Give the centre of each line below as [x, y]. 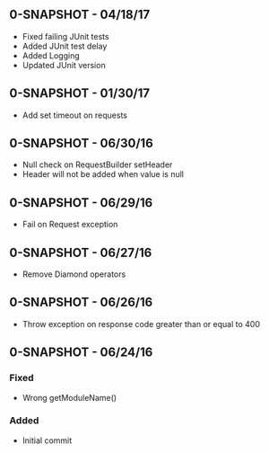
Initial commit [47, 440]
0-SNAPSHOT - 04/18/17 [80, 15]
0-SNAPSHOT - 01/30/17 [80, 93]
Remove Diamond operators [74, 274]
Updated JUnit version [64, 65]
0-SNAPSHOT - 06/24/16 [81, 353]
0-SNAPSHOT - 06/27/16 [81, 252]
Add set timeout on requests [75, 115]
